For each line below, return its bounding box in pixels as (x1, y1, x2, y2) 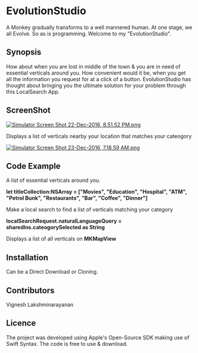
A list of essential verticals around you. (6, 176, 100, 184)
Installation (6, 252, 48, 262)
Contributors (6, 285, 55, 296)
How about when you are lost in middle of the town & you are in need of (6, 63, 181, 70)
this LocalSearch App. (6, 88, 60, 95)
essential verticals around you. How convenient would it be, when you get (6, 69, 186, 76)
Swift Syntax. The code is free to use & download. (6, 340, 128, 347)
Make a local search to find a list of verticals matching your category (6, 206, 173, 213)
